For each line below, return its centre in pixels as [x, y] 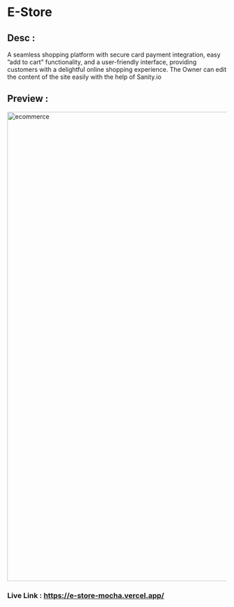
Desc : [21, 38]
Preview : [28, 99]
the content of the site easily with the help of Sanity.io [84, 77]
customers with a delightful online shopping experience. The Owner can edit [117, 69]
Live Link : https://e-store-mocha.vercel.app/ [86, 595]
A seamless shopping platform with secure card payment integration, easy [114, 54]
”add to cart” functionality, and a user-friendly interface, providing [102, 62]
